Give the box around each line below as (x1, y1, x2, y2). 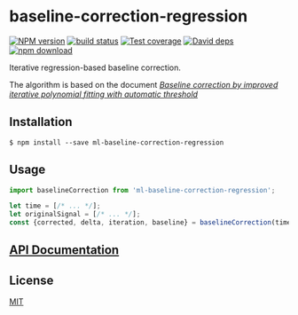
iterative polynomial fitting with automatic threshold (9, 89, 198, 99)
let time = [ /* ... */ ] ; (9, 201, 101, 210)
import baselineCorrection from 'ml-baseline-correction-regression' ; (9, 185, 276, 194)
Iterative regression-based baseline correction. (9, 62, 182, 73)
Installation (9, 114, 73, 130)
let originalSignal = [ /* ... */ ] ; (9, 210, 141, 219)
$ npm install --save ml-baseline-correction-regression (9, 138, 224, 147)
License (9, 272, 54, 287)
